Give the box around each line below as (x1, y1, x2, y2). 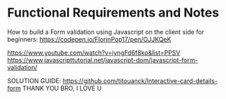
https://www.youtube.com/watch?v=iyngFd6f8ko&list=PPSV (7, 48, 181, 57)
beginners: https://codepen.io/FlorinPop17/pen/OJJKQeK (7, 35, 172, 43)
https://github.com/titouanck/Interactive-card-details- (62, 76, 218, 84)
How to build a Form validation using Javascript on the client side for (7, 28, 204, 36)
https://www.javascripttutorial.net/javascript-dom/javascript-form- (7, 55, 198, 64)
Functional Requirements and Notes (7, 5, 220, 21)
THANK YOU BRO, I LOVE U (22, 84, 103, 92)
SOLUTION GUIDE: (7, 76, 61, 84)
